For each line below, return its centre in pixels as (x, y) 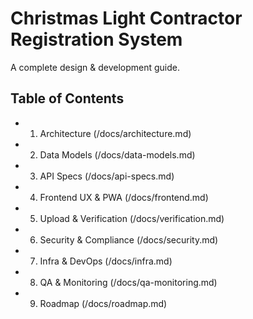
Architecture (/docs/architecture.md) (115, 133)
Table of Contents (67, 98)
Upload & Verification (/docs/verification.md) (132, 218)
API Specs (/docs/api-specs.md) (107, 176)
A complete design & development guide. (95, 67)
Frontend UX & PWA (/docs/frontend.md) (124, 197)
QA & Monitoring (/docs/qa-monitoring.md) (128, 282)
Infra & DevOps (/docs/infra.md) (106, 261)
